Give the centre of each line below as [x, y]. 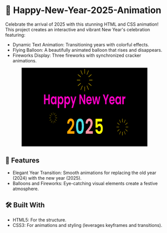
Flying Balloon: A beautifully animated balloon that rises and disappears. [87, 50]
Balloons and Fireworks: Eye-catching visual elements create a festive [85, 183]
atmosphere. [26, 189]
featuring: [15, 35]
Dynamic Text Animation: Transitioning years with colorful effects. [81, 44]
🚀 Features [22, 161]
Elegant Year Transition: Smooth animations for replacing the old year [85, 173]
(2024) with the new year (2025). [47, 178]
